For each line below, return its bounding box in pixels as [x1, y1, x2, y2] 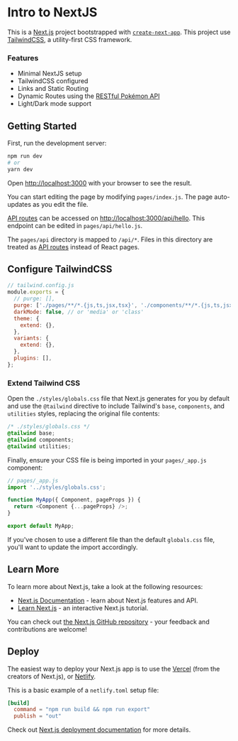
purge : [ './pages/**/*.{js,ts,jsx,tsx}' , [13, 302, 138, 309]
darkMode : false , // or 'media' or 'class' [13, 308, 144, 315]
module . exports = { [7, 288, 65, 296]
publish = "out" [13, 713, 62, 720]
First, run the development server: [7, 139, 107, 148]
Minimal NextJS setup [17, 69, 82, 78]
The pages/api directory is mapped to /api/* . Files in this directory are [7, 235, 213, 244]
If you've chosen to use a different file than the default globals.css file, [7, 535, 215, 543]
